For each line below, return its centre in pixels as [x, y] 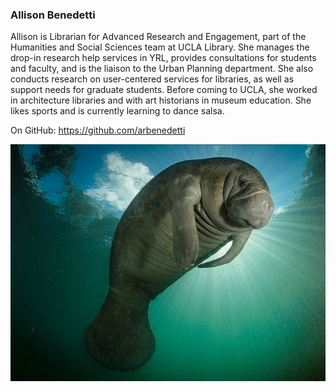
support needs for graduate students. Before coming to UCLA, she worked [164, 90]
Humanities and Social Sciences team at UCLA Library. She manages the [160, 47]
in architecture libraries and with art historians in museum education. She [161, 100]
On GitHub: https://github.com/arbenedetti [98, 130]
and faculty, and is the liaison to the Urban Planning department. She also [162, 69]
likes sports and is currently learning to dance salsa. [117, 111]
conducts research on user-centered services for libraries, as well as [152, 79]
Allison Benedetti [53, 15]
